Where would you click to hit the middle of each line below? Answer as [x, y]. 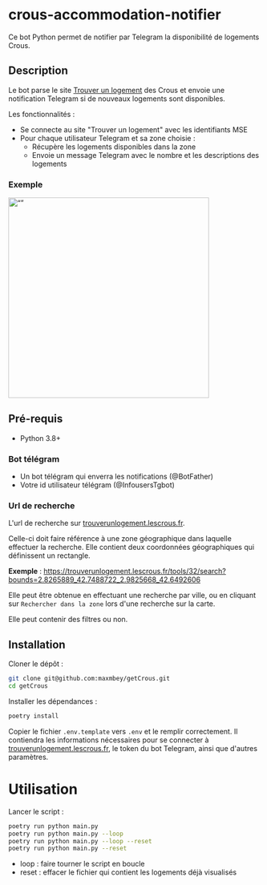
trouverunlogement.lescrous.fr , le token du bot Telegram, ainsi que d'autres [133, 748]
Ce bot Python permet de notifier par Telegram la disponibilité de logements [134, 37]
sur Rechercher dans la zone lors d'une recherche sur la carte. [112, 604]
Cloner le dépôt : [36, 664]
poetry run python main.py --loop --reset [80, 841]
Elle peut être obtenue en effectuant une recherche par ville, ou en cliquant [132, 596]
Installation [37, 644]
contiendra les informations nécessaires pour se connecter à [109, 740]
